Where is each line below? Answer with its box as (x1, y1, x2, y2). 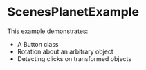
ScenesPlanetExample (7, 4, 140, 20)
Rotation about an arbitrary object (17, 47, 114, 56)
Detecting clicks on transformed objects (17, 54, 132, 62)
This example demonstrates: (7, 27, 89, 35)
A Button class (17, 40, 59, 48)
